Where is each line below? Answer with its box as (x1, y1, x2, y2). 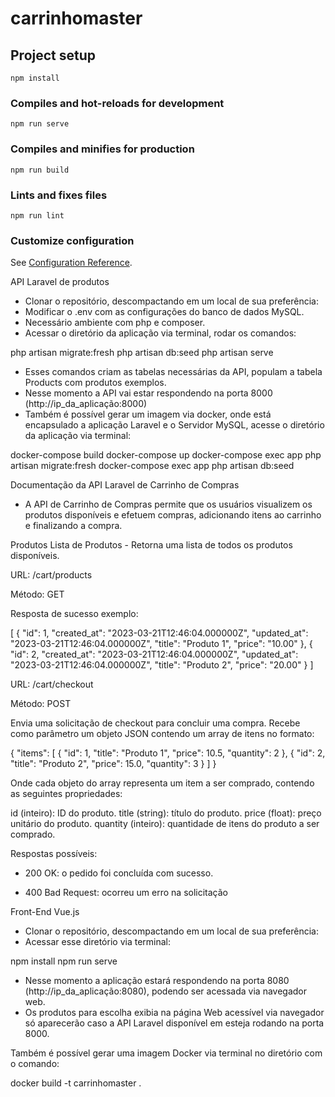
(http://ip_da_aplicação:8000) (24, 398, 148, 410)
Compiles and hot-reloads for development (10, 96, 225, 110)
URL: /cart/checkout (10, 678, 94, 691)
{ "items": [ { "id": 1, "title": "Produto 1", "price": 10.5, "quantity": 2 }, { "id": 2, (10, 747, 326, 759)
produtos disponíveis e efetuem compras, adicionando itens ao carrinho (24, 509, 322, 521)
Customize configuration (10, 233, 135, 247)
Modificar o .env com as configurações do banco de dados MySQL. (24, 306, 305, 318)
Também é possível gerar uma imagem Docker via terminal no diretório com (10, 1047, 323, 1059)
